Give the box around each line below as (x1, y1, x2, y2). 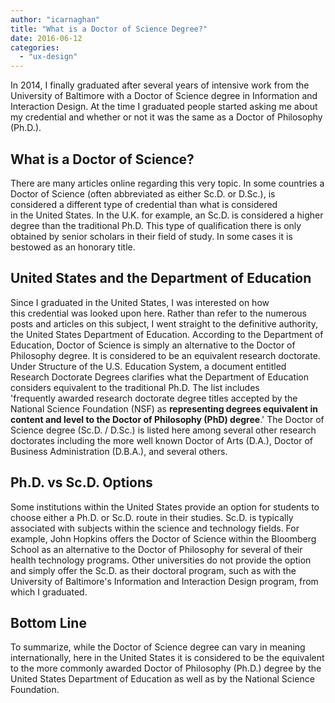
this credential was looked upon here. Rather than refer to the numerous (10, 307, 307, 319)
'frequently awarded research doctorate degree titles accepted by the (10, 392, 298, 404)
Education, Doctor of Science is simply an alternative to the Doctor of (10, 339, 296, 351)
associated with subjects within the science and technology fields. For (10, 522, 300, 534)
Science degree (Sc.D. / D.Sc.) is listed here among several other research (10, 424, 317, 436)
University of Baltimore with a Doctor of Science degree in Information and (10, 90, 318, 102)
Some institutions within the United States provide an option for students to (10, 501, 320, 513)
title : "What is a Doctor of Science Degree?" (10, 24, 208, 34)
